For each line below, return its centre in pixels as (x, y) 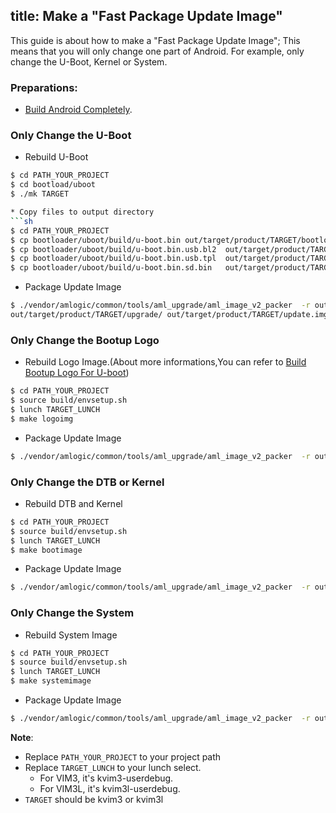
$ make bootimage (46, 550)
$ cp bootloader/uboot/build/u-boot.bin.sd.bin (111, 268)
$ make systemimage (51, 681)
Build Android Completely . (78, 110)
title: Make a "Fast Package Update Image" (146, 16)
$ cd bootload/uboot (53, 185)
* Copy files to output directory (82, 212)
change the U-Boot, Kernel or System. (89, 61)
